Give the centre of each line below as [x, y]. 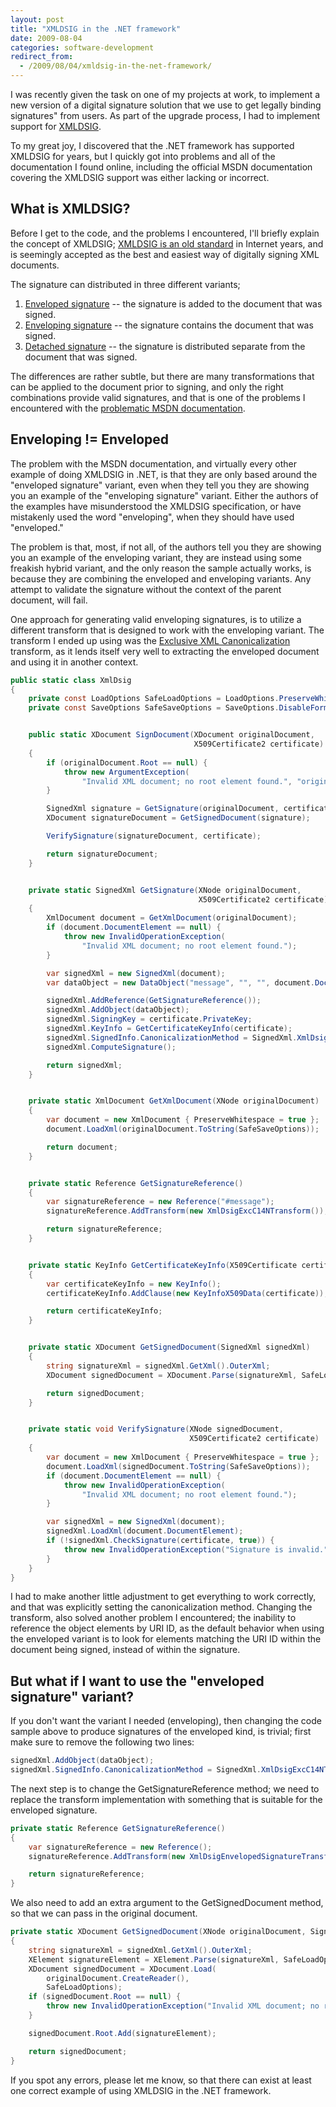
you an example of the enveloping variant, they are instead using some [156, 557]
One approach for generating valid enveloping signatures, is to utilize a [156, 619]
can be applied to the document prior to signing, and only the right [147, 387]
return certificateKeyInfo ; [104, 1311]
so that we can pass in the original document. [104, 1913]
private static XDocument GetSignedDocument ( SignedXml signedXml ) [169, 1347]
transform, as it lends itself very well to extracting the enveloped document [165, 651]
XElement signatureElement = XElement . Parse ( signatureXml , [154, 1959]
